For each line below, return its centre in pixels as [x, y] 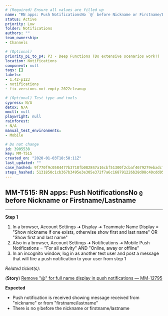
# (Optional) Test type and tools [41, 98]
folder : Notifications [29, 29]
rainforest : [17, 121]
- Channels [16, 43]
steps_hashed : [20, 172]
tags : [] [14, 70]
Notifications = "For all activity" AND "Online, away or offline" [76, 248]
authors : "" [17, 33]
